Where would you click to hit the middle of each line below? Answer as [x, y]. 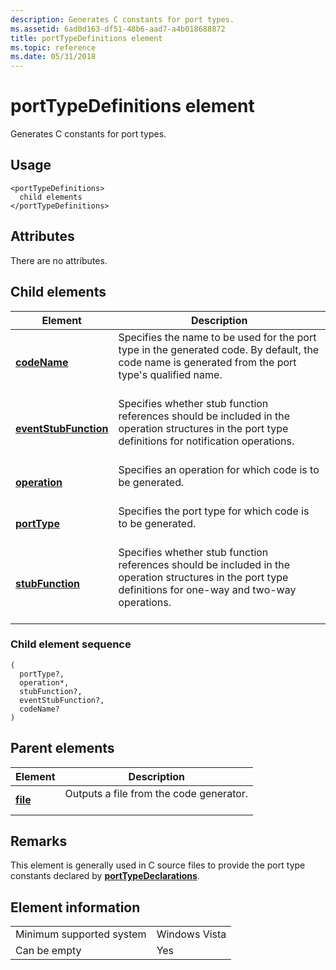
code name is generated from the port [207, 362]
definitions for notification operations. [206, 441]
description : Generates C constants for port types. [122, 19]
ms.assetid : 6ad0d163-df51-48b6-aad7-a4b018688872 [118, 29]
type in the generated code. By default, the [219, 349]
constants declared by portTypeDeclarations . [105, 876]
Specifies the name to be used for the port [217, 337]
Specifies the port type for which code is [214, 511]
